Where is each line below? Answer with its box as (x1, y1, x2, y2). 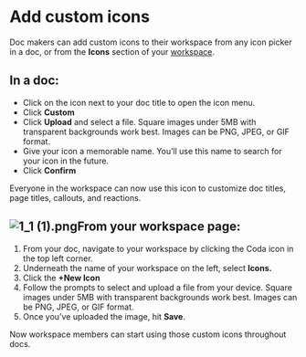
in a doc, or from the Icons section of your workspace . (9, 46, 216, 57)
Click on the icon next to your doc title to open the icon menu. (22, 97, 256, 108)
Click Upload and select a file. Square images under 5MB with (22, 116, 257, 127)
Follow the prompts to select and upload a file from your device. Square (22, 281, 292, 293)
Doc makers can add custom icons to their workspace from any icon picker (9, 37, 292, 47)
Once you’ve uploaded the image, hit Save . (22, 310, 185, 321)
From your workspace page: (77, 219, 241, 235)
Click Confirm (22, 164, 77, 175)
